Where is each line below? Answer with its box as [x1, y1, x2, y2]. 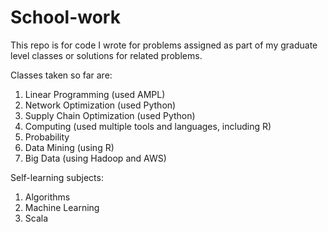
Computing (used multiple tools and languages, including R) [24, 120, 272, 132]
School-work [10, 6, 121, 29]
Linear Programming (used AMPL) [24, 88, 166, 100]
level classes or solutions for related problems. [10, 49, 203, 61]
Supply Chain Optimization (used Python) [24, 109, 196, 121]
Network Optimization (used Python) [24, 99, 177, 111]
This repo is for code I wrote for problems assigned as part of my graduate [10, 39, 318, 51]
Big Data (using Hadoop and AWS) [24, 152, 167, 164]
